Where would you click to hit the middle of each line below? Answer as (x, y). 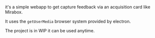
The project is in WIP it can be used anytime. (50, 31)
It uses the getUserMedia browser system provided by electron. (68, 21)
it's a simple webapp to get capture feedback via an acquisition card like (78, 7)
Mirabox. (14, 12)
